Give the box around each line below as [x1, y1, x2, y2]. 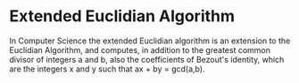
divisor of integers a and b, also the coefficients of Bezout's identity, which [9, 54, 285, 64]
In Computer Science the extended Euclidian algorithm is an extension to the [9, 35, 291, 46]
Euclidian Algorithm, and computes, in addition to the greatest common [9, 44, 270, 55]
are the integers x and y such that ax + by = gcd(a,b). [9, 64, 205, 74]
